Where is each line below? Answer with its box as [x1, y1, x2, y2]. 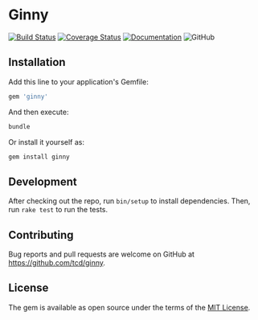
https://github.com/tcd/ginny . [8, 258, 106, 267]
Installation [8, 55, 66, 69]
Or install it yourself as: [8, 137, 84, 146]
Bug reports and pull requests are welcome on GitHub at [8, 249, 195, 259]
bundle [8, 122, 31, 130]
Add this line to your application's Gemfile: [8, 76, 149, 86]
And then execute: [8, 107, 69, 117]
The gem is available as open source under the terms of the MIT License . [8, 302, 251, 312]
